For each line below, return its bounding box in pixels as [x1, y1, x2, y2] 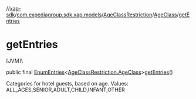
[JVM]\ [6, 57, 23, 64]
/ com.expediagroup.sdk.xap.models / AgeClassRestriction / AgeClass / [14, 11, 179, 18]
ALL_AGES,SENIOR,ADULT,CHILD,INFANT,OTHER [6, 86, 125, 93]
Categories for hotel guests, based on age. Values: [6, 80, 129, 87]
